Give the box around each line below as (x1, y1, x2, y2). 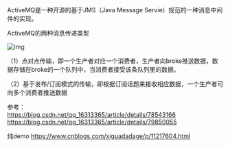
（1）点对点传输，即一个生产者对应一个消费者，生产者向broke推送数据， (7, 57, 213, 65)
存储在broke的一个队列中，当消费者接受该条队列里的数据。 (12, 66, 180, 73)
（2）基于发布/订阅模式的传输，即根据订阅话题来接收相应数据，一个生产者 (7, 80, 218, 88)
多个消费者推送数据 (12, 88, 67, 96)
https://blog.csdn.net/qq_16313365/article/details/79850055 (7, 118, 177, 126)
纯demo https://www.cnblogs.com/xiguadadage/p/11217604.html (7, 132, 191, 140)
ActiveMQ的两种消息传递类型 (7, 29, 89, 37)
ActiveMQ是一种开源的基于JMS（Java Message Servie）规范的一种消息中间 (7, 6, 223, 14)
